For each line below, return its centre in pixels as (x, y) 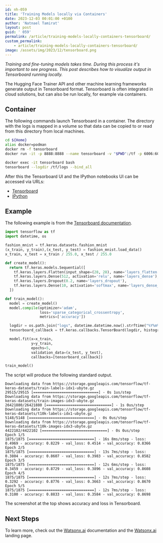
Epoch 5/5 (15, 486)
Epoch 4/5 (15, 473)
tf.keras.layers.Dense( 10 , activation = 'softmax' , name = (72, 286)
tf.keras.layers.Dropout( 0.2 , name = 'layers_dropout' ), (70, 281)
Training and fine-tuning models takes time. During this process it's (72, 64)
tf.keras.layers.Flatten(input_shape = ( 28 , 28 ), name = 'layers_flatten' (87, 272)
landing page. (19, 536)
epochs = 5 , (41, 348)
